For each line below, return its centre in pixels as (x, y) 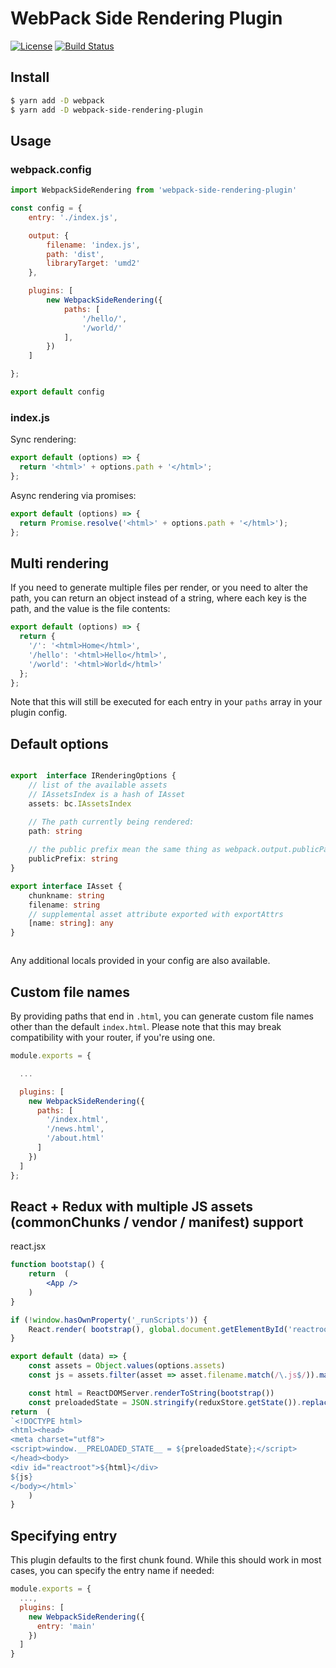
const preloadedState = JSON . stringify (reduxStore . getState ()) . (165, 1402)
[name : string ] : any (71, 923)
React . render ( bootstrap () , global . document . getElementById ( (158, 1329)
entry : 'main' (66, 1626)
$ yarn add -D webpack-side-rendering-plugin (106, 110)
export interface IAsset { (66, 886)
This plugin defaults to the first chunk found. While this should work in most (166, 1560)
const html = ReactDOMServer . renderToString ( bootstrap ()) (151, 1393)
